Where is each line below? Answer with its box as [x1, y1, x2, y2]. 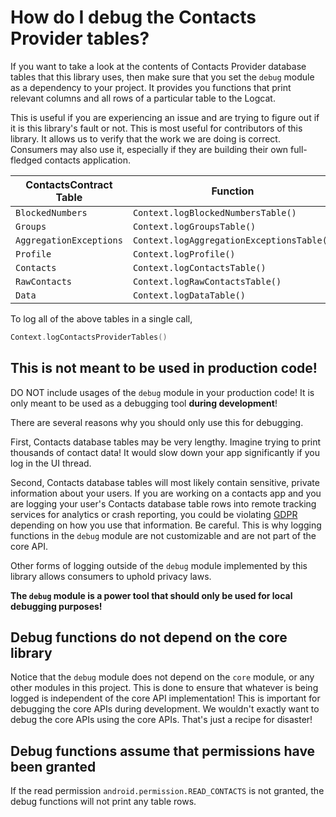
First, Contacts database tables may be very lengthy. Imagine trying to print [10, 436, 322, 448]
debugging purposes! [10, 600, 103, 612]
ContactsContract [25, 177, 113, 191]
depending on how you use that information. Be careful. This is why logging [10, 519, 322, 531]
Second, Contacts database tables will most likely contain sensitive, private [10, 476, 320, 488]
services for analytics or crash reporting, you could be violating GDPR [10, 508, 298, 520]
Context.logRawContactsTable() [132, 276, 282, 287]
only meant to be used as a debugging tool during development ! [10, 397, 278, 409]
